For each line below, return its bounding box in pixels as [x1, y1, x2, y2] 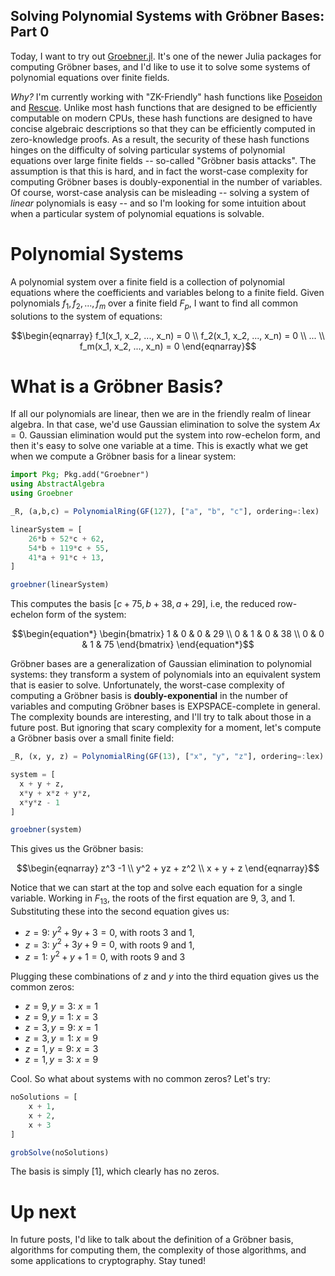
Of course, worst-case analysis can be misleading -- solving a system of [10, 186, 310, 198]
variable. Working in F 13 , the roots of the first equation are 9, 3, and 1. [10, 892, 296, 907]
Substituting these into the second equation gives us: [10, 905, 230, 918]
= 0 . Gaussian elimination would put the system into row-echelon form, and [10, 429, 321, 441]
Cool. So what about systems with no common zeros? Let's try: [10, 1073, 271, 1085]
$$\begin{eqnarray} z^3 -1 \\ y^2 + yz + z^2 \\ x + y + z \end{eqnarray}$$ [16, 862, 320, 874]
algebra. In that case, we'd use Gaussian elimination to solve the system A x [10, 419, 321, 431]
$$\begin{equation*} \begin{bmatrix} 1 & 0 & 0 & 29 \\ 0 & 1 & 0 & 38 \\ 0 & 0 [11, 628, 325, 640]
